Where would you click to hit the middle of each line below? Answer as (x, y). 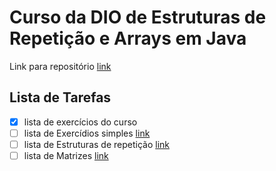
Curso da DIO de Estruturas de (138, 17)
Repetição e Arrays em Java (128, 38)
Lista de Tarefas (60, 97)
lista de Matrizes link (66, 155)
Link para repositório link (60, 66)
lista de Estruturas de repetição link (96, 144)
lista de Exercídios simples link (87, 133)
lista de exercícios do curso (80, 122)
